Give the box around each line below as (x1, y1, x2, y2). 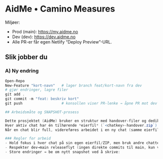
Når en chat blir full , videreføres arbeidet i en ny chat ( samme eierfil (5, 127, 160, 132)
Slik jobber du (5, 53, 48, 61)
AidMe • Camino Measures (5, 3, 115, 14)
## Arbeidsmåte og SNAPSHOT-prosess (5, 110, 79, 115)
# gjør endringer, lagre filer (5, 87, 68, 92)
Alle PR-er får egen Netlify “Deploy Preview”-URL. (12, 39, 113, 44)
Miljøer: (5, 19, 20, 25)
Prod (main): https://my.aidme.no (12, 29, 79, 34)
